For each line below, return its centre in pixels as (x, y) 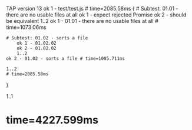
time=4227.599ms (52, 120)
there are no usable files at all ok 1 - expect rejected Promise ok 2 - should (96, 15)
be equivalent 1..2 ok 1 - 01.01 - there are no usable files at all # (82, 21)
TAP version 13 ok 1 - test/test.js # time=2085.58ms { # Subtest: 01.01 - (92, 9)
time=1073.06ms (26, 27)
